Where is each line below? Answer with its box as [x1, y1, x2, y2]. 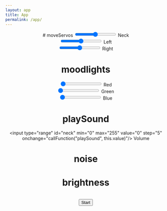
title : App [5, 12, 29, 17]
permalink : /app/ [5, 17, 42, 22]
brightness [62, 177, 110, 188]
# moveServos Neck [42, 32, 129, 38]
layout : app [5, 7, 31, 13]
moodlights [61, 63, 111, 75]
